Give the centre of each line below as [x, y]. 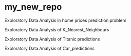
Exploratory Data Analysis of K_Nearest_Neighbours [57, 29]
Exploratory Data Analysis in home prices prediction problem [65, 20]
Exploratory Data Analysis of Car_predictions [49, 48]
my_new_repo [33, 7]
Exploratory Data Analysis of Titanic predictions [52, 39]
